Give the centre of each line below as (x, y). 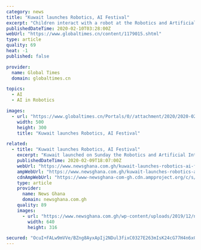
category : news (25, 12)
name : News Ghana (44, 194)
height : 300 (32, 127)
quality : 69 (21, 45)
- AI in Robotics (33, 100)
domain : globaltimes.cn (41, 78)
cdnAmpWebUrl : (34, 177)
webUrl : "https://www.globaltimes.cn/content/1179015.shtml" (84, 34)
